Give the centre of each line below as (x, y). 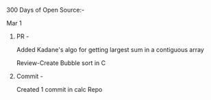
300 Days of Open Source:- (46, 10)
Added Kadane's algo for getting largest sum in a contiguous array (110, 50)
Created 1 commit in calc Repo (59, 89)
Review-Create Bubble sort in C (61, 63)
